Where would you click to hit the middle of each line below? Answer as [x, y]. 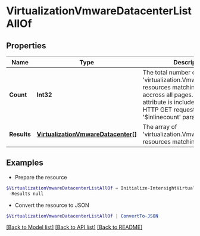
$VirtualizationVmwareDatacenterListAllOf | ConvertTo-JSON [82, 216]
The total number [167, 72]
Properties [26, 46]
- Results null [26, 194]
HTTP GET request [169, 110]
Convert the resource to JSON [52, 205]
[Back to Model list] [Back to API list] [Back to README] [74, 227]
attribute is [157, 102]
